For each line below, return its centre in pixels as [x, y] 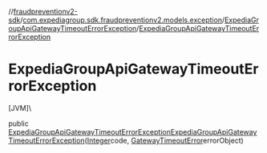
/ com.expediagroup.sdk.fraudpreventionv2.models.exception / [122, 20]
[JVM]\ [20, 108]
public [19, 124]
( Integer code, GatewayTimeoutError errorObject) [164, 140]
